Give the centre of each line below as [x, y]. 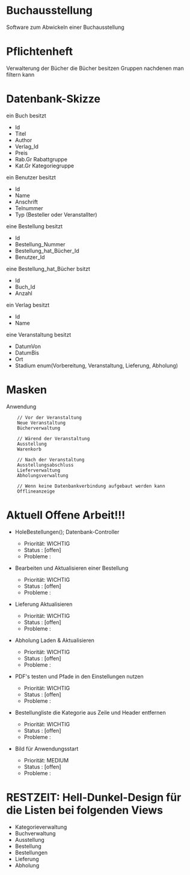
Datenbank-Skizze [54, 99]
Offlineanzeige [36, 491]
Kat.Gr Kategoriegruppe [44, 166]
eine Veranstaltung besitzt [38, 334]
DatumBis [27, 352]
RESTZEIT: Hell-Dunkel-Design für [94, 797]
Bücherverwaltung [39, 428]
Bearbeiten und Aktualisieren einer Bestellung [72, 568]
